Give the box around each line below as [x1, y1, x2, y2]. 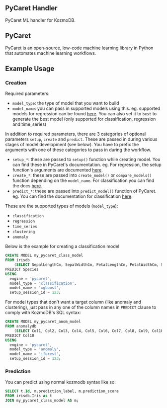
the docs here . [12, 183, 42, 189]
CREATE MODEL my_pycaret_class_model [5, 253, 83, 258]
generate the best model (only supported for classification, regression [12, 116, 156, 122]
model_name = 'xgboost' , [9, 285, 61, 290]
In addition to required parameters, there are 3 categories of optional [5, 131, 146, 137]
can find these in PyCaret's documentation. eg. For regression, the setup [12, 162, 162, 168]
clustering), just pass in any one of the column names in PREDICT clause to [5, 304, 157, 310]
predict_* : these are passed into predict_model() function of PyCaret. [12, 188, 157, 194]
